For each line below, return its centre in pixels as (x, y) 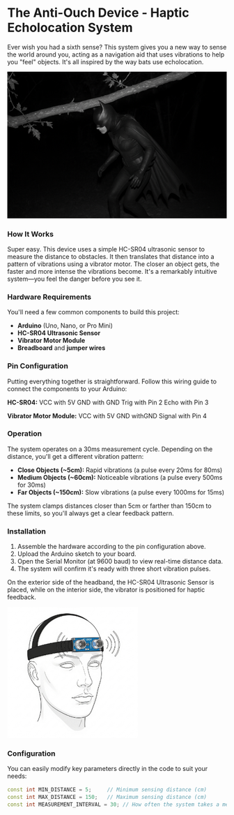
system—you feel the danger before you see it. (75, 279)
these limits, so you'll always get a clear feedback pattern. (91, 513)
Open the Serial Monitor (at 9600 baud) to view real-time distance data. (120, 561)
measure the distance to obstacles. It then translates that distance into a (111, 256)
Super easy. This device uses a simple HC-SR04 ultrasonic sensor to (106, 249)
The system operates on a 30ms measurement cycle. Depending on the (110, 449)
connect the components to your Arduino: (67, 388)
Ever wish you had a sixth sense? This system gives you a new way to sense (117, 47)
